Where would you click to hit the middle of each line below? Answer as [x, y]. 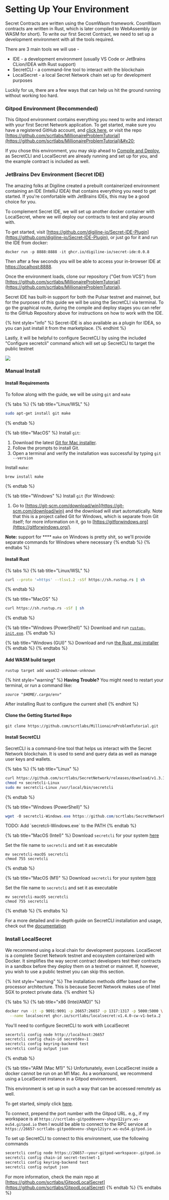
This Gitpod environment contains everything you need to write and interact [84, 120]
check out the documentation [36, 926]
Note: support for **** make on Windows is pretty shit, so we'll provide [78, 537]
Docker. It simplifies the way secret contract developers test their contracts [83, 961]
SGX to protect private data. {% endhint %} [50, 992]
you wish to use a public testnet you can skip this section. [65, 972]
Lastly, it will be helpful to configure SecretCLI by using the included [76, 338]
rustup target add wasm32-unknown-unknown [50, 670]
